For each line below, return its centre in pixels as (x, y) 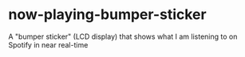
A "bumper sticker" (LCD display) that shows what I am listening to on (123, 36)
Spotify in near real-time (48, 44)
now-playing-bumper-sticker (107, 15)
